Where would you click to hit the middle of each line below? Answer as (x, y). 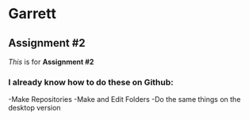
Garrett (33, 14)
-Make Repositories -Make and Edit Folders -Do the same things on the (125, 99)
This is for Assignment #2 (51, 62)
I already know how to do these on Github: (91, 82)
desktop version (34, 108)
